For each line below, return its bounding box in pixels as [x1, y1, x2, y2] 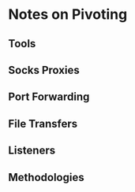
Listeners [8, 144, 56, 157]
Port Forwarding [8, 90, 90, 104]
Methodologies [8, 171, 84, 184]
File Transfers [8, 116, 78, 131]
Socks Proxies [8, 63, 81, 76]
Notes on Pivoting [8, 6, 128, 24]
